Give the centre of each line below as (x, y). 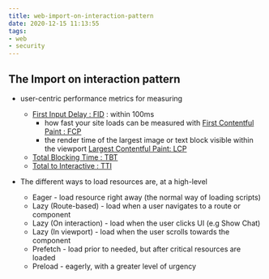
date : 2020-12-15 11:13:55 (54, 24)
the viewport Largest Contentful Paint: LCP (115, 148)
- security (27, 46)
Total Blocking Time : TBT (75, 157)
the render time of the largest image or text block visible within (149, 139)
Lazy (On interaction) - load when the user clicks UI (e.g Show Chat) (146, 223)
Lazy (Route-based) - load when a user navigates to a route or (136, 206)
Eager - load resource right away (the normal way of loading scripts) (147, 197)
